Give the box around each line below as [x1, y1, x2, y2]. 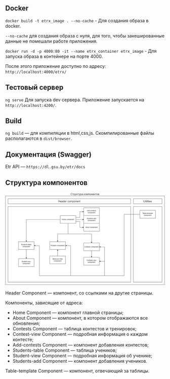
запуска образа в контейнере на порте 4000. [5, 53, 103, 59]
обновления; [12, 320, 40, 326]
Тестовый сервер [5, 83, 64, 92]
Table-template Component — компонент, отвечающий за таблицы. [5, 368, 150, 374]
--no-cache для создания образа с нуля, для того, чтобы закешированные [5, 32, 165, 39]
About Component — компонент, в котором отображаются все [12, 315, 148, 321]
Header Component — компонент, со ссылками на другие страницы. [5, 290, 153, 296]
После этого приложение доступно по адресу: [5, 63, 106, 69]
